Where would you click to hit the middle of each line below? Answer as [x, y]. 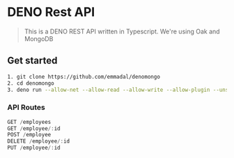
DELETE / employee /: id [39, 141]
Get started [32, 61]
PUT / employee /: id [34, 148]
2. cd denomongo [31, 83]
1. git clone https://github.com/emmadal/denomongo [84, 77]
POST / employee [29, 135]
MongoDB [39, 38]
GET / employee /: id [34, 128]
